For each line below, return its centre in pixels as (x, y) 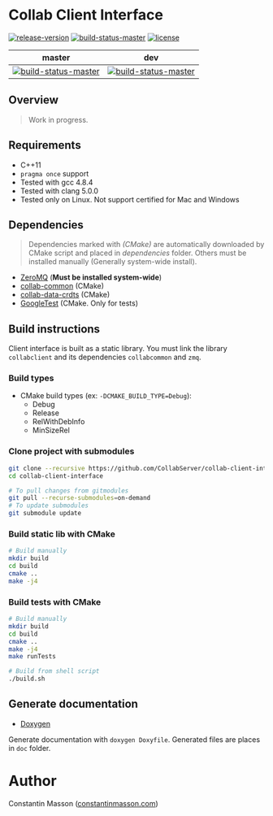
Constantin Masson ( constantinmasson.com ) (83, 803)
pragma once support (54, 173)
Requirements (45, 145)
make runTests (32, 657)
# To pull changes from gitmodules (69, 490)
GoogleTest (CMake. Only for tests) (79, 303)
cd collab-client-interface (56, 476)
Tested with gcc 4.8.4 (56, 182)
